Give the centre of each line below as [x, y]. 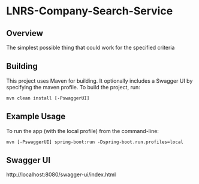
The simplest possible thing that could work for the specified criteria [91, 47]
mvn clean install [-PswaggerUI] [48, 98]
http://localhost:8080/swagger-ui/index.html [61, 174]
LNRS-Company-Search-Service [90, 11]
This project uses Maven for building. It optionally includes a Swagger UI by [99, 81]
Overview [25, 33]
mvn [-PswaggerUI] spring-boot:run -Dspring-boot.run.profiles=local [95, 142]
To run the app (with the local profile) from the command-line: [82, 131]
